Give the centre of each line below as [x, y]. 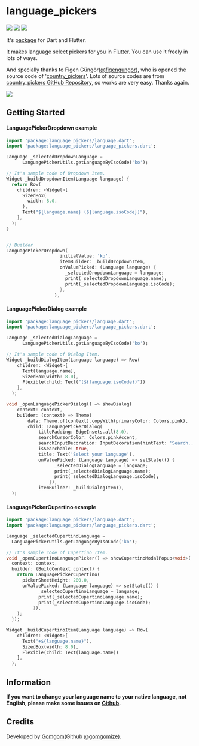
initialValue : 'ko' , [85, 256]
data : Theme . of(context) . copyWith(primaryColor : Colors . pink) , [108, 421]
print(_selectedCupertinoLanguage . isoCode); [94, 603]
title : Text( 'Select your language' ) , [86, 454]
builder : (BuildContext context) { [56, 569]
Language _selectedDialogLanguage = [52, 338]
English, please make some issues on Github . [64, 703]
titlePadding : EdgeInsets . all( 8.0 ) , [84, 432]
